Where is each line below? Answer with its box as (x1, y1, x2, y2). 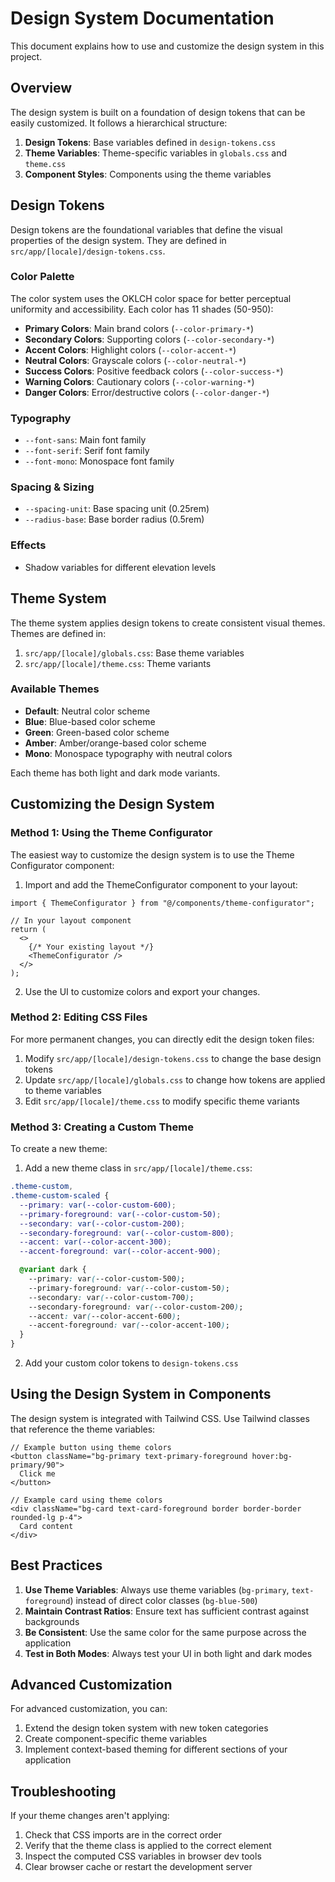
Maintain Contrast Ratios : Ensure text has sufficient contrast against (24, 1605, 310, 1617)
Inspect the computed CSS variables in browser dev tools (24, 1850, 262, 1862)
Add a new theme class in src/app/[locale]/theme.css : (24, 1162, 253, 1174)
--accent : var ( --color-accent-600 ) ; (28, 1311, 182, 1321)
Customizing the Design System (10, 796, 215, 813)
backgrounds (24, 1615, 80, 1627)
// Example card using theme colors (10, 1495, 163, 1505)
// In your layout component (10, 915, 132, 926)
